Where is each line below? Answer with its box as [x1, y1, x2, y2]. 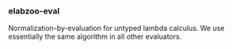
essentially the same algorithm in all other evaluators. [8, 32, 182, 41]
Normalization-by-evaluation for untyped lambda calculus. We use [8, 24, 225, 33]
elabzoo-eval [8, 6, 60, 17]
